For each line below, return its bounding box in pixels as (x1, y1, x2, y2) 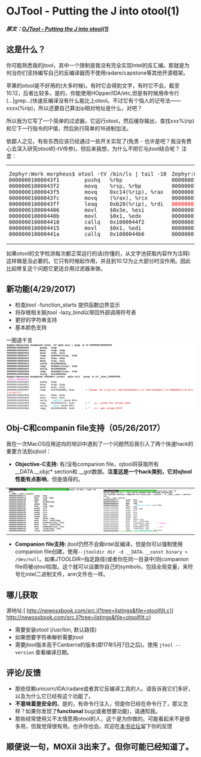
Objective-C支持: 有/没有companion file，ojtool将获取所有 (14, 460, 159, 467)
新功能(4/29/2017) (6, 284, 76, 294)
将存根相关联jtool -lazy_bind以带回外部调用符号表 (14, 308, 136, 316)
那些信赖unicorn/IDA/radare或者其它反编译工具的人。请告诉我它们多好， (14, 685, 194, 692)
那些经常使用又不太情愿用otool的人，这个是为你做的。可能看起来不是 (14, 715, 185, 722)
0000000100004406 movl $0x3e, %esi (8, 207, 145, 214)
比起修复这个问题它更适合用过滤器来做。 (6, 264, 106, 272)
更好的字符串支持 (14, 316, 57, 323)
